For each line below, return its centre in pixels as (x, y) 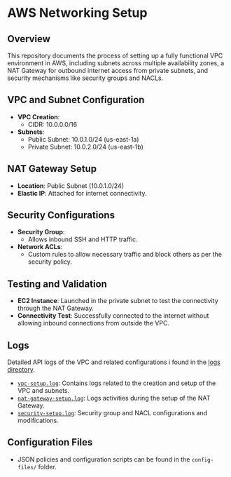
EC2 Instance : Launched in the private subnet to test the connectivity (118, 301)
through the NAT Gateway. (56, 308)
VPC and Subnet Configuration (76, 100)
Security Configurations (61, 215)
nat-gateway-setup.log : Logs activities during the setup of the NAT (114, 398)
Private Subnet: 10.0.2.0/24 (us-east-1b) (85, 147)
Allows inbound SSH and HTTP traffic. (83, 239)
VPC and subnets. (43, 391)
